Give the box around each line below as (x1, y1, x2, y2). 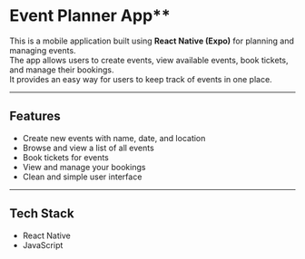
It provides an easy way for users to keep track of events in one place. (9, 73, 272, 84)
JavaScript (22, 239, 64, 250)
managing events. (9, 44, 76, 55)
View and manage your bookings (22, 161, 146, 172)
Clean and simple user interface (22, 171, 143, 182)
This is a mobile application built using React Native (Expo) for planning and (9, 35, 295, 46)
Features (9, 109, 61, 124)
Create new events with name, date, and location (22, 132, 206, 143)
